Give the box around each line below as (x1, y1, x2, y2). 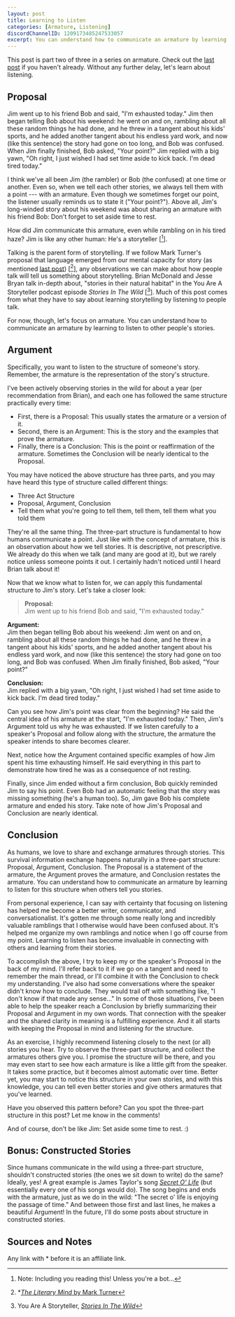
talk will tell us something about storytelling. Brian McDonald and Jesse (7, 271, 213, 281)
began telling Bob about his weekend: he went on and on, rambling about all (7, 116, 226, 125)
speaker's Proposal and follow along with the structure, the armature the (7, 729, 216, 738)
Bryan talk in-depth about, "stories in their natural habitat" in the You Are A (7, 279, 222, 288)
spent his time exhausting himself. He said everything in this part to (7, 758, 201, 766)
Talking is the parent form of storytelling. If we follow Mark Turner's (7, 248, 201, 257)
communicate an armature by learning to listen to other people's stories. (7, 323, 215, 332)
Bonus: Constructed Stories (7, 1144, 131, 1156)
